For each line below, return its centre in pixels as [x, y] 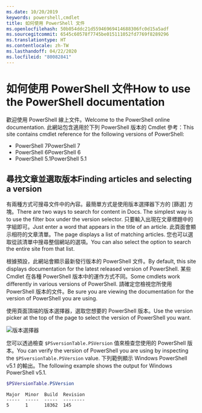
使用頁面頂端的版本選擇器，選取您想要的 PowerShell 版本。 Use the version [100, 311]
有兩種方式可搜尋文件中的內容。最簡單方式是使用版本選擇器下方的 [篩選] [96, 204]
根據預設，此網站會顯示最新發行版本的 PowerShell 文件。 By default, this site [101, 262]
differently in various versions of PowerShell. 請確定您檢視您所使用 [89, 284]
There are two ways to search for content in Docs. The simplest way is [105, 212]
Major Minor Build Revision [46, 395]
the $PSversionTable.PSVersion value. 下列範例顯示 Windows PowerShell [97, 358]
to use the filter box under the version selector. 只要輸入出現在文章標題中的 [100, 219]
